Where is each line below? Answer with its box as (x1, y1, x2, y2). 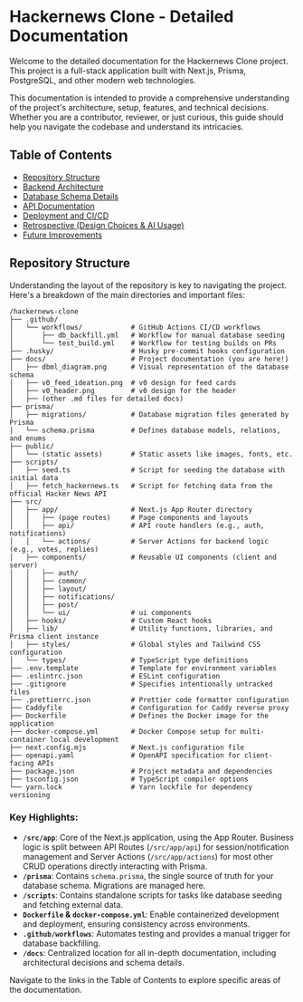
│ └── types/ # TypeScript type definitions (9, 655, 249, 665)
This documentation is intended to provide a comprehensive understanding (9, 92, 289, 103)
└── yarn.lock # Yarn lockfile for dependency (9, 782, 253, 792)
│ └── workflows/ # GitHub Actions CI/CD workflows (9, 323, 260, 332)
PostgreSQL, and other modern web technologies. (9, 74, 196, 85)
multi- (240, 727, 265, 736)
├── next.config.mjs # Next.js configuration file (9, 743, 245, 752)
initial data (9, 473, 59, 482)
